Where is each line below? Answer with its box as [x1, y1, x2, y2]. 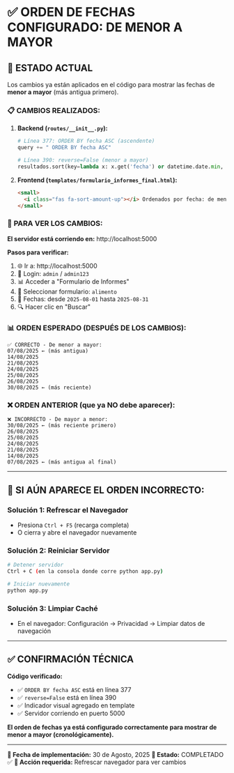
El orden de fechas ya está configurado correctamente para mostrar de [7, 723, 217, 731]
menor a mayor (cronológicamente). [7, 730, 114, 739]
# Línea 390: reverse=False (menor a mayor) [17, 157, 149, 164]
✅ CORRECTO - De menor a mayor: [7, 342, 102, 349]
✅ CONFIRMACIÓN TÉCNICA [7, 653, 134, 666]
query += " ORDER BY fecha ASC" [17, 144, 111, 151]
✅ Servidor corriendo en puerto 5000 [17, 709, 125, 717]
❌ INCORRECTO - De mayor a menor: [7, 416, 108, 423]
